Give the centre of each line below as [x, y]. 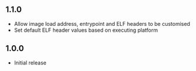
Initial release [30, 62]
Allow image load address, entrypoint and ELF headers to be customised [102, 23]
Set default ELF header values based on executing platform [86, 30]
